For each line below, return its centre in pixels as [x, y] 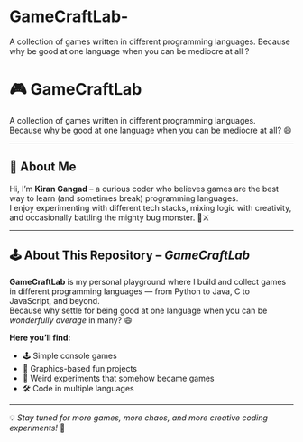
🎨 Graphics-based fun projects [80, 368]
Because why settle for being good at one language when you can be [138, 310]
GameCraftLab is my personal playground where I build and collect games [148, 281]
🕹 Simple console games [69, 355]
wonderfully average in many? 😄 [71, 320]
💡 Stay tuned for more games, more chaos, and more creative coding [139, 418]
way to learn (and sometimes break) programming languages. [124, 198]
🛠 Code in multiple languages [78, 388]
